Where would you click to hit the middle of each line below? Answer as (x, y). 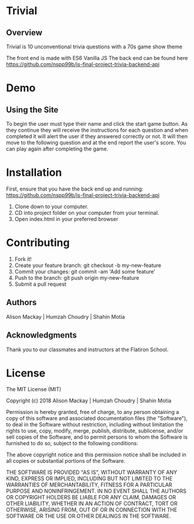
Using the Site (32, 110)
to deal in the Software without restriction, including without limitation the (95, 425)
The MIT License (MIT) (34, 389)
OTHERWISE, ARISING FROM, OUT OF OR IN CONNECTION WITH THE (92, 510)
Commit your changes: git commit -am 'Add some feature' (85, 271)
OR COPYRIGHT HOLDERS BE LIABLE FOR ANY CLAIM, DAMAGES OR (91, 498)
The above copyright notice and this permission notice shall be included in (96, 455)
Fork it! (23, 259)
